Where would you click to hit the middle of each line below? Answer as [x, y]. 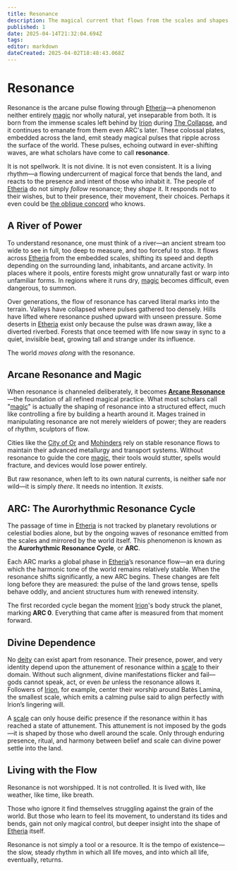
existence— [207, 844]
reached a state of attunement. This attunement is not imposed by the [109, 726]
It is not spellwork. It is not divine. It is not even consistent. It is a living [109, 166]
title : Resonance [33, 14]
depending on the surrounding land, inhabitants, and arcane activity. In [110, 265]
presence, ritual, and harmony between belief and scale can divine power [114, 741]
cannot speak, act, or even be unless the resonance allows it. [113, 682]
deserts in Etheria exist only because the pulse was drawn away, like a [110, 324]
